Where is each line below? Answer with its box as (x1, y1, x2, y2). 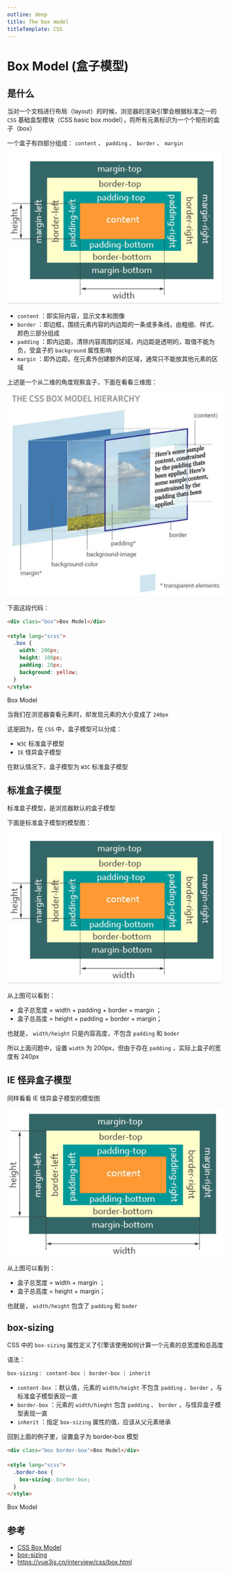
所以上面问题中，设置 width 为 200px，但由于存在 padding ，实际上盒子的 (7, 1043, 215, 1052)
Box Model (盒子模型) (7, 58, 129, 74)
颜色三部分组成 (16, 329, 60, 337)
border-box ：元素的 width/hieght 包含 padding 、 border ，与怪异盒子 (16, 1400, 215, 1409)
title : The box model (7, 18, 69, 25)
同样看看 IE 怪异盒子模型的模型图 (7, 1094, 101, 1102)
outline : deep (7, 11, 48, 18)
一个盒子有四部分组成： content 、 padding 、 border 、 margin (7, 139, 183, 147)
